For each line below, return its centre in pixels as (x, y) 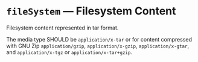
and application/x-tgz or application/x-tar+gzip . (69, 52)
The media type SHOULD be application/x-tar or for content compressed (99, 39)
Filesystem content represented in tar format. (62, 28)
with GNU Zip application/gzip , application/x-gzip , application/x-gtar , (97, 46)
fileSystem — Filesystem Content (91, 11)
